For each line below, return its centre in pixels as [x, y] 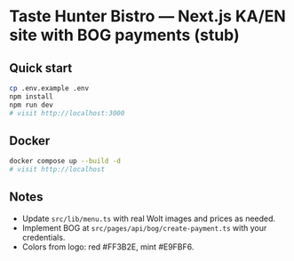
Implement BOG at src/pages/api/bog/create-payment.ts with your [144, 227]
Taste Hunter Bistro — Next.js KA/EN [147, 16]
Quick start [41, 68]
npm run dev [31, 105]
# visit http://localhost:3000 [67, 113]
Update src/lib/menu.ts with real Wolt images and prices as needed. [149, 218]
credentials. [44, 237]
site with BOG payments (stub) [124, 35]
